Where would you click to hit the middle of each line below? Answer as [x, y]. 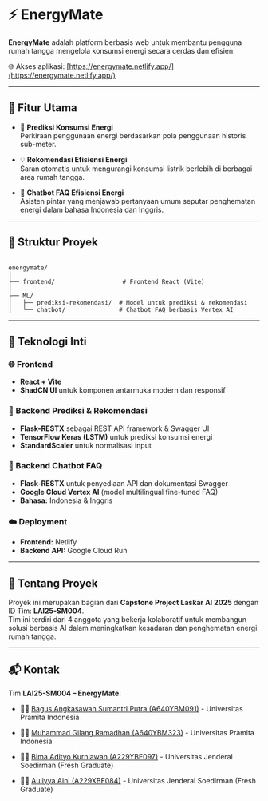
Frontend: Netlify [48, 542]
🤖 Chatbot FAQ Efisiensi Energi [72, 193]
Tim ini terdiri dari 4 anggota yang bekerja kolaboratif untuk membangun [128, 619]
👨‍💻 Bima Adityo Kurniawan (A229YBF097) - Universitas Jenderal [126, 756]
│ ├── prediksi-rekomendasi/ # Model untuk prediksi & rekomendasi [128, 303]
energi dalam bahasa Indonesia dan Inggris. [92, 209]
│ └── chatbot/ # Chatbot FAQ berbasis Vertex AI [121, 309]
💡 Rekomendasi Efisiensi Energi [73, 159]
